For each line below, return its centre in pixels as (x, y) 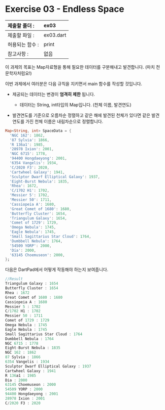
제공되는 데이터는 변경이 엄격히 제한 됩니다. (53, 94)
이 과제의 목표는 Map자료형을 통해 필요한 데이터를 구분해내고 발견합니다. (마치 (80, 67)
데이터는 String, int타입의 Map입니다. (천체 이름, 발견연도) (75, 104)
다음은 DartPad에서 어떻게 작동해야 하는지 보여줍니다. (57, 270)
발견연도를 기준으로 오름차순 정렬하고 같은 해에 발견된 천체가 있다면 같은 (81, 115)
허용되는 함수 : (23, 45)
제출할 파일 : (21, 35)
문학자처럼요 (17, 73)
